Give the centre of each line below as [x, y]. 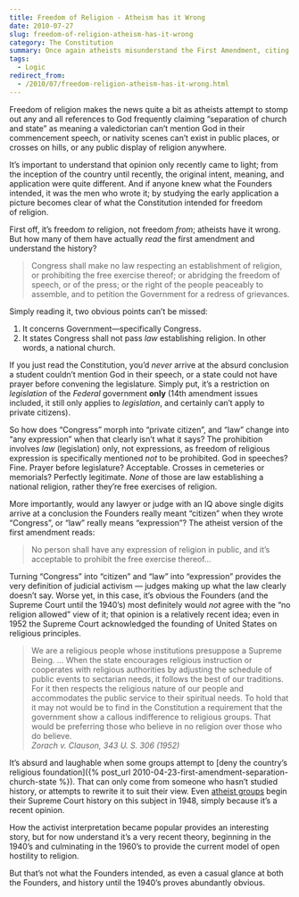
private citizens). [40, 412]
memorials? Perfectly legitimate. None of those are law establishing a [137, 477]
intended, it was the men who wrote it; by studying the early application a [144, 193]
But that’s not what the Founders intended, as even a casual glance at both [146, 873]
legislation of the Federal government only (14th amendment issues [134, 393]
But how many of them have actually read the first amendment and [132, 238]
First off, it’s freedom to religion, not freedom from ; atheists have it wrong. [145, 229]
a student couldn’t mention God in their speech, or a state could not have [144, 374]
